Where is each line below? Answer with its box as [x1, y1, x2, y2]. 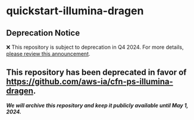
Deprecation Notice [6, 28, 80, 38]
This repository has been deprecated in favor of [6, 67, 187, 78]
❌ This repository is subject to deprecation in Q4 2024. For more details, [6, 43, 184, 50]
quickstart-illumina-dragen [6, 4, 144, 18]
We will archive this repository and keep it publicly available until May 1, [6, 102, 189, 109]
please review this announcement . [6, 50, 90, 57]
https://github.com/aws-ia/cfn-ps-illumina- [6, 77, 174, 87]
